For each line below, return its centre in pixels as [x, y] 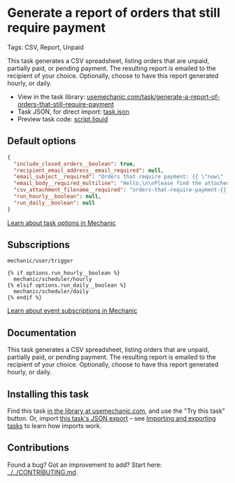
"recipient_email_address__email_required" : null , [89, 170]
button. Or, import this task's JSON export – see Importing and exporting [112, 419]
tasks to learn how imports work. [55, 426]
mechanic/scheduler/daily [51, 292]
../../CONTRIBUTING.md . [43, 472]
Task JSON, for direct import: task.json [73, 111]
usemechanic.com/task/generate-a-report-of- [154, 97]
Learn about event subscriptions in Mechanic [72, 311]
